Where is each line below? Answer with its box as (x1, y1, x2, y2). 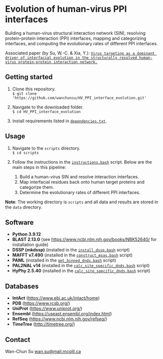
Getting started (5, 73, 53, 82)
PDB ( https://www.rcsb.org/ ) (12, 301, 70, 306)
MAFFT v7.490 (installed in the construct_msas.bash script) (12, 252, 133, 258)
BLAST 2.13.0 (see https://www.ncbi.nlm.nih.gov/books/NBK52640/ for (12, 237, 157, 243)
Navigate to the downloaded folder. (12, 104, 84, 110)
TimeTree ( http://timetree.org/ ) (12, 321, 75, 327)
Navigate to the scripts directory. (12, 145, 81, 151)
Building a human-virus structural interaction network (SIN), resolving (5, 30, 146, 36)
